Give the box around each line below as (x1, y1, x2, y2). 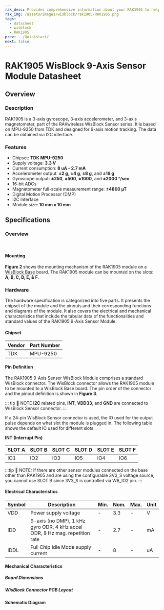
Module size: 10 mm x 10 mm (12, 201, 71, 207)
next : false (5, 39, 29, 44)
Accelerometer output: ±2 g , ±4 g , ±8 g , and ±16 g (12, 170, 115, 176)
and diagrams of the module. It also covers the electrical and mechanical (5, 308, 151, 314)
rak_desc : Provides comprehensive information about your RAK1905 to (5, 7, 150, 12)
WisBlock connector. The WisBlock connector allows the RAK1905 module (5, 380, 155, 386)
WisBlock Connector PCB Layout (5, 587, 73, 593)
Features (5, 144, 27, 150)
